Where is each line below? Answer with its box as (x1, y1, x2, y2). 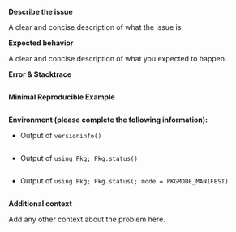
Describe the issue (8, 7, 73, 16)
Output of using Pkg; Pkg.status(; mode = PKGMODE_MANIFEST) (19, 176, 229, 185)
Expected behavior (8, 38, 74, 48)
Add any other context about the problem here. (8, 214, 166, 224)
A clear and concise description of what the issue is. (8, 23, 184, 32)
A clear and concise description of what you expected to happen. (8, 54, 227, 63)
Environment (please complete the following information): (8, 115, 208, 124)
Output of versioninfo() (19, 131, 102, 140)
